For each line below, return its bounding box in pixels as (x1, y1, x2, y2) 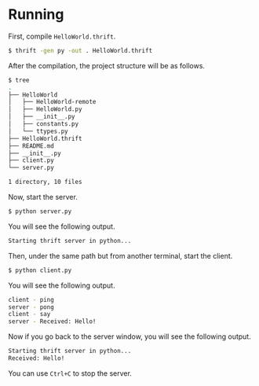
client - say (8, 311, 51, 318)
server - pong (8, 303, 55, 311)
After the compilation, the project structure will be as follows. (8, 61, 206, 70)
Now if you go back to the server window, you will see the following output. (8, 332, 251, 341)
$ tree (8, 76, 30, 84)
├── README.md (8, 142, 55, 150)
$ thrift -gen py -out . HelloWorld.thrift (8, 46, 153, 54)
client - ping (8, 296, 55, 303)
